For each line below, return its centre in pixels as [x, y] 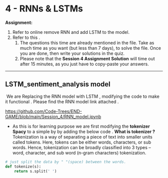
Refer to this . [26, 37]
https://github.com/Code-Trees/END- [44, 111]
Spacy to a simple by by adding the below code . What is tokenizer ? [84, 131]
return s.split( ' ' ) [35, 171]
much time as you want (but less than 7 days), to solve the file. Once [90, 48]
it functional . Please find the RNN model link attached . [62, 101]
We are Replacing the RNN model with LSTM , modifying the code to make [83, 96]
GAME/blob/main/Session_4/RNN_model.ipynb [53, 116]
